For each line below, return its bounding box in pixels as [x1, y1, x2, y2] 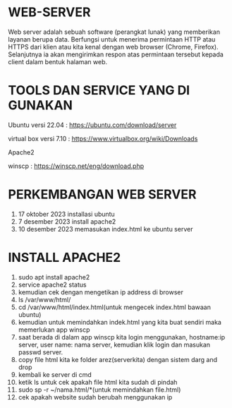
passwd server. [18, 347, 63, 356]
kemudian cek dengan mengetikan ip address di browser [18, 287, 184, 296]
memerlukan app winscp [18, 325, 90, 334]
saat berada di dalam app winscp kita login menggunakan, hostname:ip [18, 332, 226, 341]
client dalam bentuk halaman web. [8, 57, 108, 66]
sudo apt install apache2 [18, 272, 90, 281]
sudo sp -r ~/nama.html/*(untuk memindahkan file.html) [18, 385, 181, 394]
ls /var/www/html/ [18, 295, 71, 304]
